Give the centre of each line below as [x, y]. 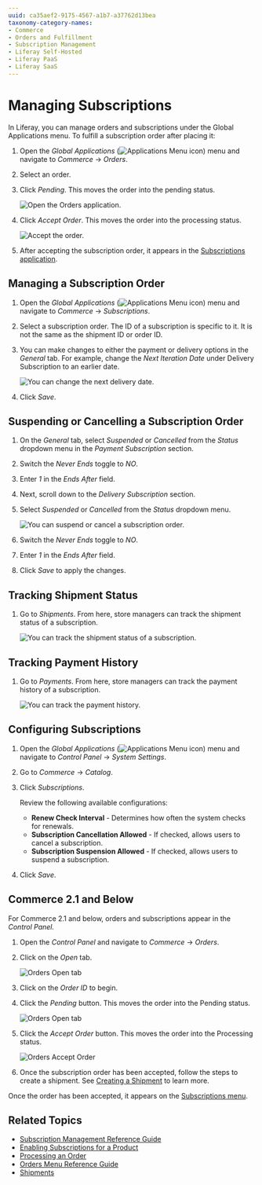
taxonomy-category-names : [50, 23]
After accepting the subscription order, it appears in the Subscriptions [132, 250]
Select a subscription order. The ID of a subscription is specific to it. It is [136, 326]
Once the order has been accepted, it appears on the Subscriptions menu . [128, 1095]
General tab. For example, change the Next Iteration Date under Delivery [137, 358]
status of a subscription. [58, 622]
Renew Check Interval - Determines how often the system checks [138, 817]
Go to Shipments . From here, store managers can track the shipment [130, 615]
